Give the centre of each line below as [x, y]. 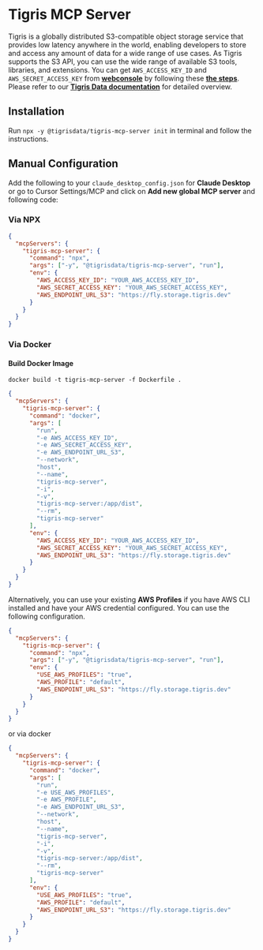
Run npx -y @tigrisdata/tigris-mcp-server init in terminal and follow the [130, 130]
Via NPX [24, 220]
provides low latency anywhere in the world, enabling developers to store [128, 44]
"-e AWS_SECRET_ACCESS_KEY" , [85, 445]
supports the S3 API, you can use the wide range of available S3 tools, [123, 62]
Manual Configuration [63, 164]
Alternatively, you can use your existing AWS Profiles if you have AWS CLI [129, 599]
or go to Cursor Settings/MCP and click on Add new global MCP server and [131, 191]
